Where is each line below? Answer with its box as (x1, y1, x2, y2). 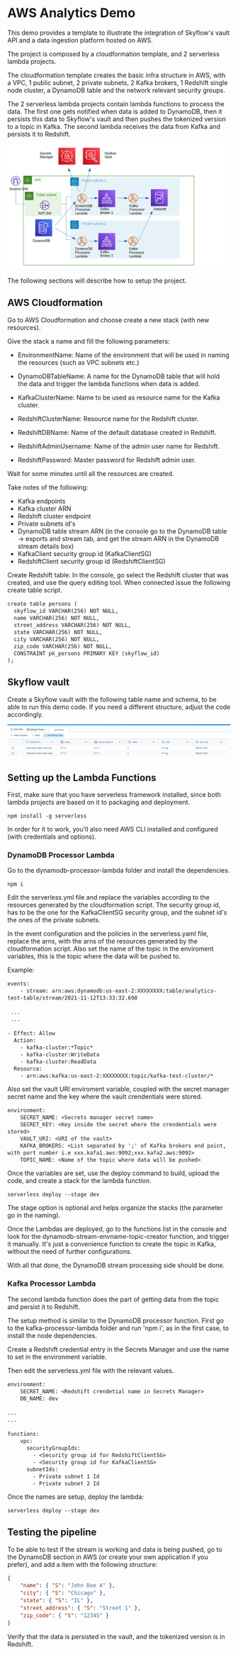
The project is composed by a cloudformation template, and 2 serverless (7, 50, 220, 58)
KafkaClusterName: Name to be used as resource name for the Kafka (17, 393, 220, 402)
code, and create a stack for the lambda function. (7, 1177, 152, 1185)
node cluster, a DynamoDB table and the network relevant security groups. (7, 86, 225, 94)
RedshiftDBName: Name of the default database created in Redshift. (17, 428, 217, 436)
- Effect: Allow (7, 1030, 55, 1037)
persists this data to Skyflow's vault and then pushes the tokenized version (7, 115, 227, 123)
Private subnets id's (17, 519, 76, 528)
